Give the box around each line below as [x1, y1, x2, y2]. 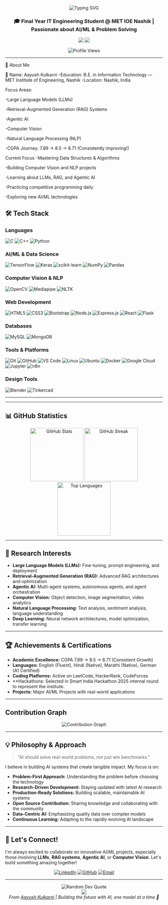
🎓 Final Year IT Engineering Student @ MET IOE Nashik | [13, 18, 154, 25]
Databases [5, 322, 32, 329]
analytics [12, 600, 31, 606]
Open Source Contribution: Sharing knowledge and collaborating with [12, 800, 158, 806]
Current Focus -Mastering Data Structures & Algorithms [5, 155, 120, 161]
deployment [12, 568, 37, 574]
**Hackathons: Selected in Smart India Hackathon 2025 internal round [12, 678, 159, 685]
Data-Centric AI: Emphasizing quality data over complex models [12, 811, 146, 817]
